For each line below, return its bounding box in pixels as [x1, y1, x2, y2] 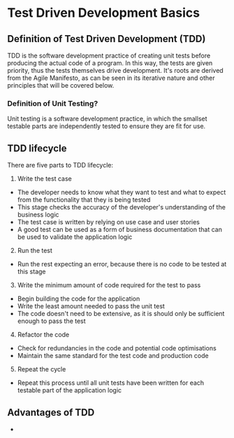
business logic [17, 210, 59, 219]
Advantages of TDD [7, 406, 95, 418]
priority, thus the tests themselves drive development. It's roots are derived [7, 67, 224, 74]
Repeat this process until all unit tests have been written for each [17, 378, 205, 387]
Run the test [17, 247, 52, 255]
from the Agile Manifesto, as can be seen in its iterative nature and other [7, 74, 215, 82]
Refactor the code [17, 331, 70, 339]
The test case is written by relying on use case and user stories [17, 218, 200, 226]
